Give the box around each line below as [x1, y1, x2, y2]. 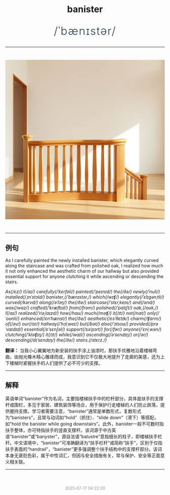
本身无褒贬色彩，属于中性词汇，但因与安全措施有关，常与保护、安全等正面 [5, 452, 160, 459]
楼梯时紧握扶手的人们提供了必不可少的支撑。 [9, 360, 103, 366]
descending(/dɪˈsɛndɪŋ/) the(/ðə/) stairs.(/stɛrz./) [5, 337, 107, 343]
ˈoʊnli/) [5, 315, 20, 321]
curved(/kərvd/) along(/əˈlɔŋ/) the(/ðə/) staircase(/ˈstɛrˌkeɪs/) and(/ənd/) [5, 300, 155, 305]
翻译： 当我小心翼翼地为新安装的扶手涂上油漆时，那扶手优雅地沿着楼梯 [5, 348, 153, 353]
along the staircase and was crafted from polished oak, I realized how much [5, 263, 163, 269]
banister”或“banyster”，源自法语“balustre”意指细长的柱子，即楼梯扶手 [12, 433, 158, 439]
